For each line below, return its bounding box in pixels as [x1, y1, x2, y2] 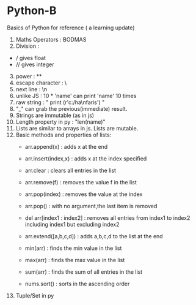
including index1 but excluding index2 [24, 220, 120, 228]
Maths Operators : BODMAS [15, 36, 87, 43]
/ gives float [15, 54, 46, 61]
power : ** [15, 72, 42, 80]
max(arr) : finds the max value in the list [24, 256, 125, 263]
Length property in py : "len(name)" [15, 118, 106, 126]
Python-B [7, 4, 57, 18]
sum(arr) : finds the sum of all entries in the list [24, 268, 143, 276]
